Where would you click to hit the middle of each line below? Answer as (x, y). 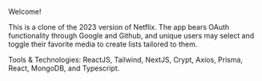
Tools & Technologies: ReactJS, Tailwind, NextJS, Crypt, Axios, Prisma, (125, 60)
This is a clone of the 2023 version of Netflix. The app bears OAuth (119, 27)
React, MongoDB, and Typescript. (64, 68)
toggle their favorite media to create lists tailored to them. (103, 44)
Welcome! (25, 12)
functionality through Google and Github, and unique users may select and (131, 36)
